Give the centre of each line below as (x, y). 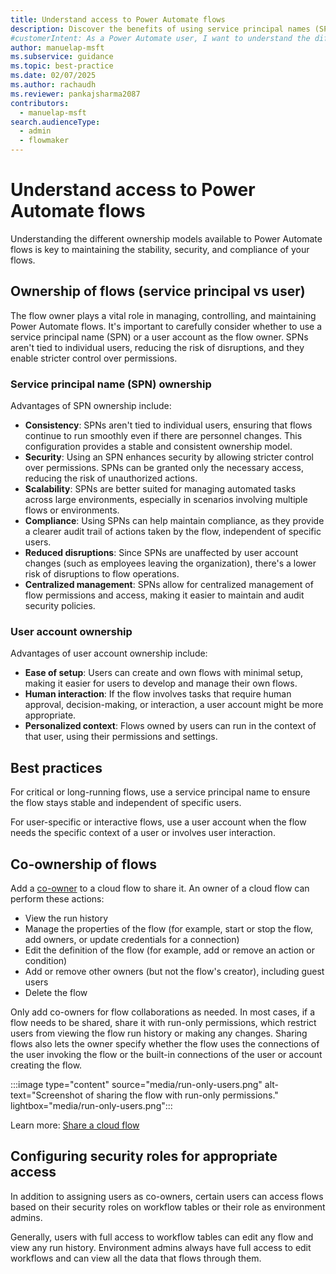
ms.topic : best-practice (62, 66)
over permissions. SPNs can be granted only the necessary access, (164, 468)
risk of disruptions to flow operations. (102, 574)
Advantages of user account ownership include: (109, 653)
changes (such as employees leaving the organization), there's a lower (170, 563)
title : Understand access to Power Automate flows (118, 19)
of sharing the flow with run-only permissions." (181, 1095)
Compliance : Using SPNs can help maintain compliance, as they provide (174, 521)
